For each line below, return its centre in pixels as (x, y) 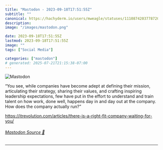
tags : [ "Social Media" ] (29, 50)
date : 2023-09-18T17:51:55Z (33, 36)
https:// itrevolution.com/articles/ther (41, 116)
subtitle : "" (18, 14)
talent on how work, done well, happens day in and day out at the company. (81, 102)
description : (18, 23)
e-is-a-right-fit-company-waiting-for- (115, 116)
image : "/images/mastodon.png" (37, 28)
